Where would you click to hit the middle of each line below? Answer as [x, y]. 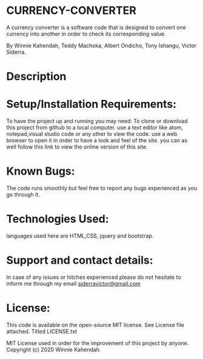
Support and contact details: [80, 260]
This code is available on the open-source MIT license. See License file [95, 324]
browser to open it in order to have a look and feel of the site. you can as [97, 141]
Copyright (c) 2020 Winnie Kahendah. [54, 349]
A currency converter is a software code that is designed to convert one [96, 27]
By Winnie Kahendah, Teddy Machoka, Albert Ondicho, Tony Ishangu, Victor [101, 45]
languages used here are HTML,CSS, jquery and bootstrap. [80, 236]
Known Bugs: [41, 171]
